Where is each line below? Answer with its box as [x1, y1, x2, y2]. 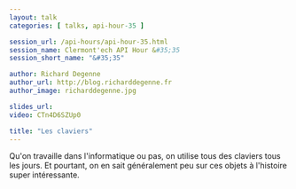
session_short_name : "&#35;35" [9, 54, 125, 63]
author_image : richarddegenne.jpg [9, 86, 137, 95]
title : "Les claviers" [9, 126, 93, 136]
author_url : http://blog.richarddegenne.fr [9, 78, 173, 87]
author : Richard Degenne [9, 70, 101, 79]
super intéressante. [9, 169, 80, 180]
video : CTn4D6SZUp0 [9, 110, 82, 120]
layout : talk [9, 12, 58, 22]
